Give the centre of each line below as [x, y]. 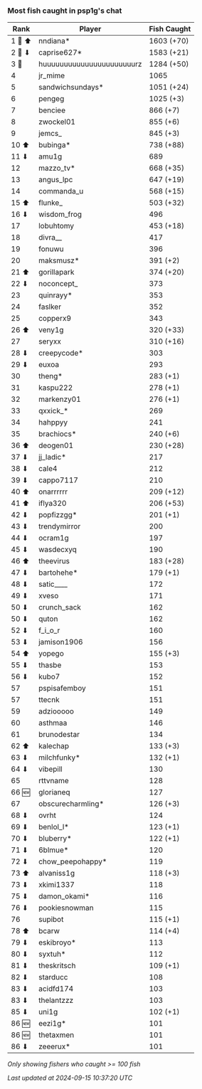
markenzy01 [60, 399]
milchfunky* [59, 758]
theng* [50, 376]
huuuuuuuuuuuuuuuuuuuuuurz [90, 64]
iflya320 [52, 504]
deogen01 [56, 445]
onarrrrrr [53, 492]
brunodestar [59, 735]
